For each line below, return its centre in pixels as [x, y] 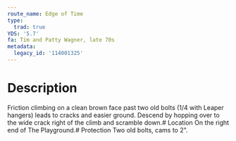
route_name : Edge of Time [45, 14]
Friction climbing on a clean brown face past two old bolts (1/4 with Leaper [116, 107]
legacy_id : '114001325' [48, 54]
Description [42, 88]
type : [15, 20]
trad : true [30, 27]
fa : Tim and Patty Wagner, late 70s [61, 40]
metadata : [22, 47]
